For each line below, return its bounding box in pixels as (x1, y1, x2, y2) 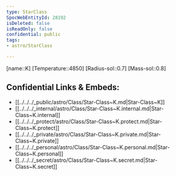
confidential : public (6, 32, 61, 38)
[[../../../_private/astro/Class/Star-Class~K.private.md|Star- (15, 130, 161, 138)
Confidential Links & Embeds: (6, 83, 120, 93)
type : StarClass (6, 8, 47, 15)
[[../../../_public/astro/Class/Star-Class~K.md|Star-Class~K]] (15, 98, 165, 106)
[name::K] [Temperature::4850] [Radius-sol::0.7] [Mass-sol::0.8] (6, 64, 166, 72)
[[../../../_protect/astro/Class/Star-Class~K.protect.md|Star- (15, 118, 162, 125)
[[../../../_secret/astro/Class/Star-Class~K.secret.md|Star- (15, 156, 158, 164)
